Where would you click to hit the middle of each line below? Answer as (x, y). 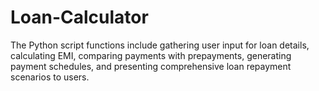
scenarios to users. (50, 77)
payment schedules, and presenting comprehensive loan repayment (151, 66)
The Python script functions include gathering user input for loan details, (160, 45)
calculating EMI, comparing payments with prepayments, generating (151, 55)
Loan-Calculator (79, 17)
